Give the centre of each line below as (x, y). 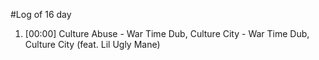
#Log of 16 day (41, 14)
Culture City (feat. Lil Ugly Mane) (92, 44)
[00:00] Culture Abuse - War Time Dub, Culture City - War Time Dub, (167, 33)
